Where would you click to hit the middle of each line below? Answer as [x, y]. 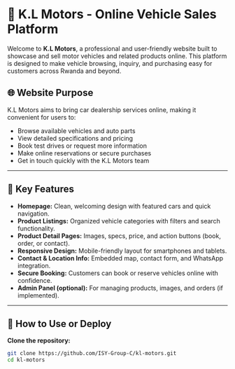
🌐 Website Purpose [50, 93]
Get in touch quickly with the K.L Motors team [83, 160]
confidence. [35, 280]
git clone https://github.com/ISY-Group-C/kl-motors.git [92, 354]
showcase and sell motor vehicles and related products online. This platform [117, 56]
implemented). [38, 295]
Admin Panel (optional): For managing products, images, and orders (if [120, 288]
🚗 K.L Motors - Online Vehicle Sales [112, 14]
